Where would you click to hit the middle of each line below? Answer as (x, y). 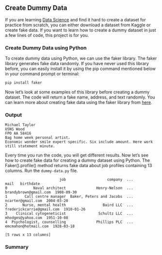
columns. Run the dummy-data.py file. (41, 171)
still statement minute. (30, 146)
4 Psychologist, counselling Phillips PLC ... (69, 222)
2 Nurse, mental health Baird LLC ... (69, 205)
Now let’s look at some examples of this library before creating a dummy (77, 92)
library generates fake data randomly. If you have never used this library (77, 64)
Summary (17, 247)
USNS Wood (15, 129)
